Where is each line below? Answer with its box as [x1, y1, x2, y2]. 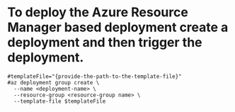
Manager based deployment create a [7, 19, 229, 35]
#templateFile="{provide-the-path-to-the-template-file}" [7, 72, 182, 80]
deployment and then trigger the [7, 35, 203, 50]
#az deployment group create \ [7, 79, 100, 86]
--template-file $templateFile [13, 97, 106, 105]
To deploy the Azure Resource [7, 4, 189, 21]
